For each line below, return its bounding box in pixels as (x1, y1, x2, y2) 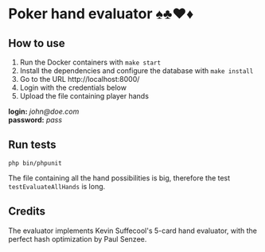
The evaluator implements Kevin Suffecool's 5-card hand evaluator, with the (8, 226, 257, 235)
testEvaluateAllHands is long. (8, 181, 106, 191)
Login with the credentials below (19, 83, 127, 92)
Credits (8, 204, 46, 219)
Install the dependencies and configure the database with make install (19, 66, 254, 76)
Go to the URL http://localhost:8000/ (19, 75, 140, 83)
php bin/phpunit (8, 159, 62, 167)
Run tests (8, 138, 57, 152)
